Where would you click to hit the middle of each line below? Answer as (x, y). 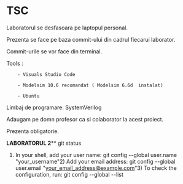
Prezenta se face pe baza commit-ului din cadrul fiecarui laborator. (91, 39)
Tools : (15, 63)
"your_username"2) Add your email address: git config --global (95, 161)
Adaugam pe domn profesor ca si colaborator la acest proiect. (85, 119)
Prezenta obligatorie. (33, 131)
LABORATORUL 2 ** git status (44, 143)
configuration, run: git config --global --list (69, 174)
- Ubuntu (29, 96)
